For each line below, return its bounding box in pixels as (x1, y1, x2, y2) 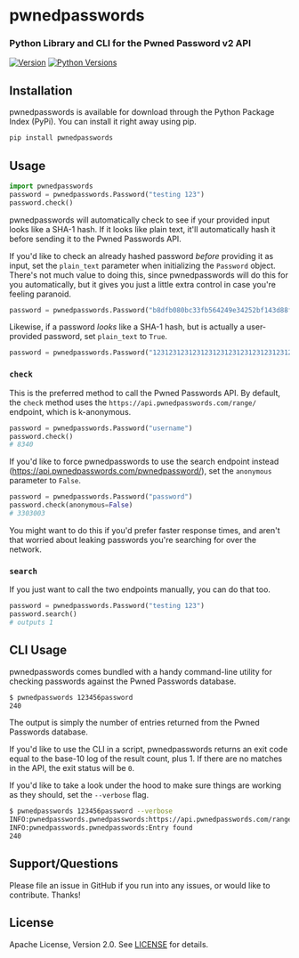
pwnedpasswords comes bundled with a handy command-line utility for (9, 666, 273, 677)
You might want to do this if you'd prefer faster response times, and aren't (9, 524, 280, 535)
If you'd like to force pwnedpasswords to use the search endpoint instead (9, 456, 279, 467)
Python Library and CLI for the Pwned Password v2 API (9, 37, 252, 50)
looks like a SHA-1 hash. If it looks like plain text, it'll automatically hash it (9, 223, 276, 234)
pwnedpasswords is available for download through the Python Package (9, 107, 275, 118)
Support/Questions (9, 857, 118, 872)
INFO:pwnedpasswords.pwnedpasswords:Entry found (9, 824, 193, 832)
